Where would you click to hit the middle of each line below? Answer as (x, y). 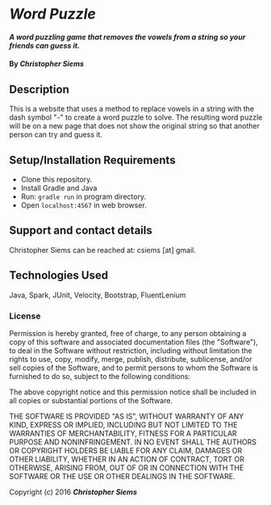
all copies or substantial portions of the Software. (91, 400)
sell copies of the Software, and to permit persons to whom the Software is (134, 368)
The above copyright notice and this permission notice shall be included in (133, 392)
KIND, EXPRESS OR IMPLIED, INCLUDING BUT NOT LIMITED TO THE (123, 424)
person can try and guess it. (56, 135)
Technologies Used (58, 276)
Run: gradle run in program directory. (83, 196)
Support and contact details (81, 231)
